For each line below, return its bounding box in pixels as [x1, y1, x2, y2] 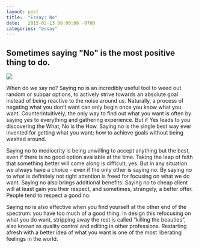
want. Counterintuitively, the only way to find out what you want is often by [6, 110, 191, 117]
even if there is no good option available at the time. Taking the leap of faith [6, 154, 194, 161]
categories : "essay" [6, 25, 58, 32]
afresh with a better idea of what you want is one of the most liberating [6, 229, 182, 236]
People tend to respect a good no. [6, 192, 91, 199]
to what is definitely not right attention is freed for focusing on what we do [6, 172, 190, 180]
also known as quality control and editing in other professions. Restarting [6, 223, 188, 230]
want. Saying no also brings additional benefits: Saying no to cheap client [6, 179, 188, 186]
